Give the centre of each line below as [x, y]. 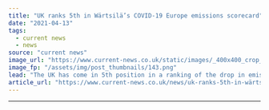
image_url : [26, 61]
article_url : [30, 82]
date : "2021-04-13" [41, 23]
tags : [17, 30]
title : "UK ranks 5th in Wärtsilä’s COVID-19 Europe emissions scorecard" [136, 16]
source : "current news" [48, 53]
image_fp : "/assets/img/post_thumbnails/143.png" [93, 68]
